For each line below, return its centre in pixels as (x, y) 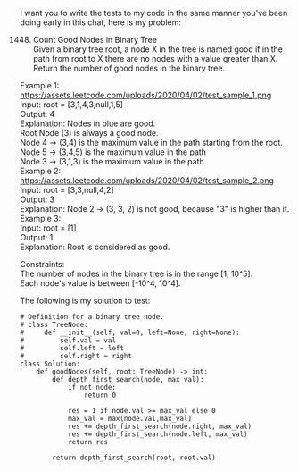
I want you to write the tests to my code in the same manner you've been (154, 13)
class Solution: (50, 364)
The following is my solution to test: (85, 300)
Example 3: (41, 219)
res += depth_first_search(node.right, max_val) (160, 426)
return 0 (99, 395)
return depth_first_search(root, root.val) (134, 458)
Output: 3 (37, 199)
